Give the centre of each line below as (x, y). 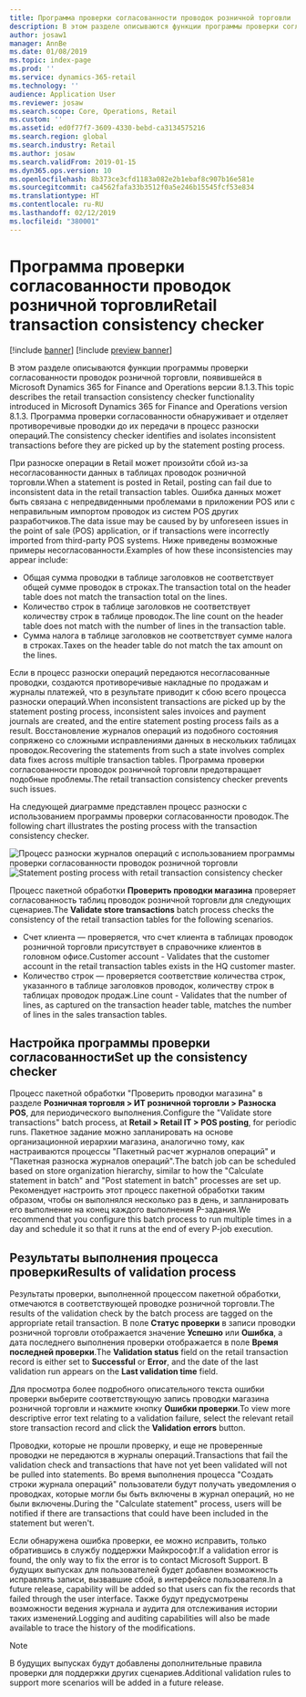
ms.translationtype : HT (55, 196)
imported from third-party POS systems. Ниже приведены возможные (143, 540)
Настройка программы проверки (110, 1043)
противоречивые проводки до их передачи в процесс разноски (134, 426)
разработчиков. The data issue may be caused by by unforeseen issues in (149, 521)
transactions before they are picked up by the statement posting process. (147, 445)
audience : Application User (63, 94)
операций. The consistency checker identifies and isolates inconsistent (143, 435)
